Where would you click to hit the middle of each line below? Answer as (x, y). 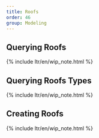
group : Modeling (26, 23)
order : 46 (19, 17)
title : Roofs (22, 12)
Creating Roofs (35, 114)
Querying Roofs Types (49, 81)
